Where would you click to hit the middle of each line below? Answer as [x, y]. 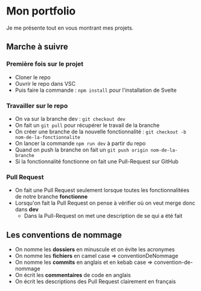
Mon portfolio [41, 11]
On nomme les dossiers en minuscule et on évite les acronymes [95, 249]
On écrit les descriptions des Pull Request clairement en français [95, 281]
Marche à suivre [37, 47]
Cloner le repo [33, 77]
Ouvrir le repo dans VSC [45, 83]
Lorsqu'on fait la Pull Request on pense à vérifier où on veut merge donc [105, 203]
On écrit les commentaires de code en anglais [73, 275]
